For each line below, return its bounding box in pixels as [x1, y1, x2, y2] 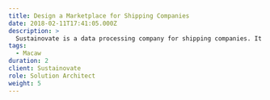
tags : [8, 42, 27, 50]
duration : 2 [8, 57, 49, 65]
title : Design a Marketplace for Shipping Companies [8, 11, 190, 20]
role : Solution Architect [8, 72, 95, 80]
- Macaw [15, 49, 42, 57]
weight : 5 [8, 79, 42, 87]
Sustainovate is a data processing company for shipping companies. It [15, 34, 263, 43]
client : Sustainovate [8, 65, 82, 73]
